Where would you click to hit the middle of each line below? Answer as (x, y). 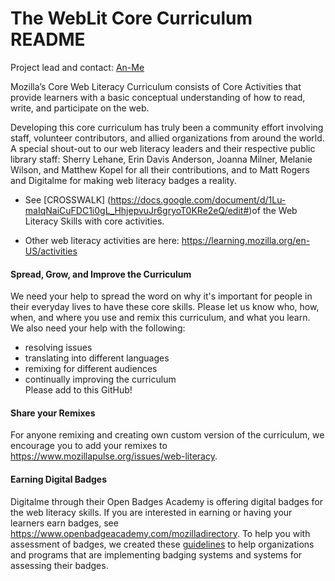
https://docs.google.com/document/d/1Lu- (198, 199)
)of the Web (273, 210)
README (48, 39)
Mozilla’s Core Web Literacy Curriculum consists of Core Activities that (156, 86)
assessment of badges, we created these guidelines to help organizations (162, 544)
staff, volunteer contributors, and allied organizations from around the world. (167, 138)
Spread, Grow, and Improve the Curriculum (101, 274)
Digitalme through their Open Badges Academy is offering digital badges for (167, 501)
